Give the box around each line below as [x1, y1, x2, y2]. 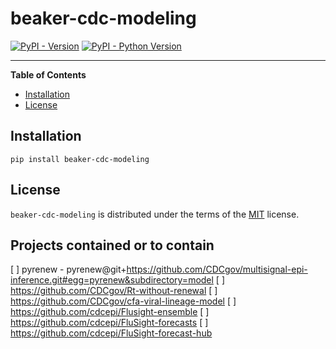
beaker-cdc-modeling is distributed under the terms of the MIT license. [10, 208, 300, 220]
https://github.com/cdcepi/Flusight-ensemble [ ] [10, 306, 210, 318]
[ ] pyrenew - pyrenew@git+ [10, 263, 127, 276]
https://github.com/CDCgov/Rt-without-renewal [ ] [10, 285, 218, 297]
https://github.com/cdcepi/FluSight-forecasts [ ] [10, 317, 209, 329]
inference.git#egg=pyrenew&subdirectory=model [10, 274, 214, 286]
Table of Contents [10, 68, 87, 81]
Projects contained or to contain [10, 237, 215, 254]
